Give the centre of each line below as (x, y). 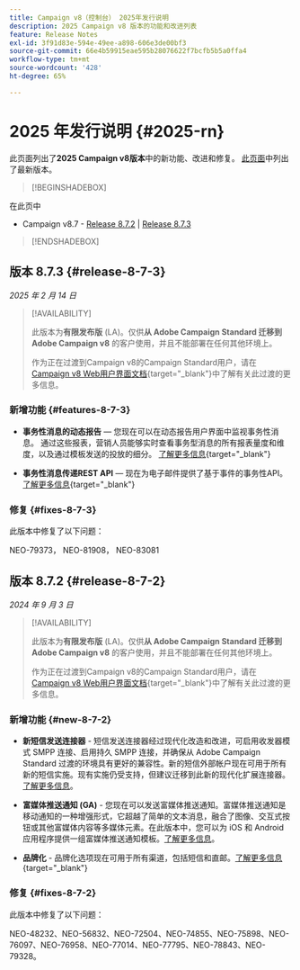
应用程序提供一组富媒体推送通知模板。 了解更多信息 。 (121, 839)
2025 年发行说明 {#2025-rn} (117, 131)
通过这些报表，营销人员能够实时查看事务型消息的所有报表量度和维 (162, 443)
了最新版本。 (33, 169)
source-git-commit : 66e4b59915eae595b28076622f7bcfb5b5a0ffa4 (128, 51)
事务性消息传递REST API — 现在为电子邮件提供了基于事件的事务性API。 (154, 472)
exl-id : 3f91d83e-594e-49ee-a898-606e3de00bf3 (98, 43)
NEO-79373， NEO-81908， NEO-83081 (84, 551)
